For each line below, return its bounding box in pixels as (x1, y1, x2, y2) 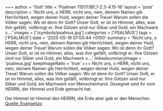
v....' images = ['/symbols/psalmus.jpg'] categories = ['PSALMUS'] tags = (5, 30, 152, 35)
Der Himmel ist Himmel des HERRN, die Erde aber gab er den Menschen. (5, 96, 151, 101)
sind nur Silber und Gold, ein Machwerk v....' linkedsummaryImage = (5, 55, 142, 61)
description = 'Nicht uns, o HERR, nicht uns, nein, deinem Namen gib (5, 9, 143, 15)
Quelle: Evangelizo (5, 101, 42, 106)
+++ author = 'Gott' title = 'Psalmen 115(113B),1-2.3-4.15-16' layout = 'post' (5, 4, 154, 10)
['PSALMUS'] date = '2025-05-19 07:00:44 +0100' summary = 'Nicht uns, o (5, 35, 157, 41)
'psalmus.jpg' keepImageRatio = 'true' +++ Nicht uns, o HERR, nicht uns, (5, 60, 151, 66)
